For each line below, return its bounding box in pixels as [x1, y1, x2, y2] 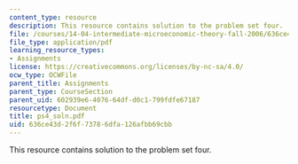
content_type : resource [9, 12, 98, 22]
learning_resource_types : [9, 46, 105, 55]
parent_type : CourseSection [9, 87, 114, 96]
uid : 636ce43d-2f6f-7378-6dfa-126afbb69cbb [9, 121, 173, 129]
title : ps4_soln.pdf [9, 112, 86, 121]
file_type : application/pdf [9, 37, 114, 47]
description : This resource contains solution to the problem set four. [9, 21, 284, 30]
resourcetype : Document [9, 104, 98, 113]
